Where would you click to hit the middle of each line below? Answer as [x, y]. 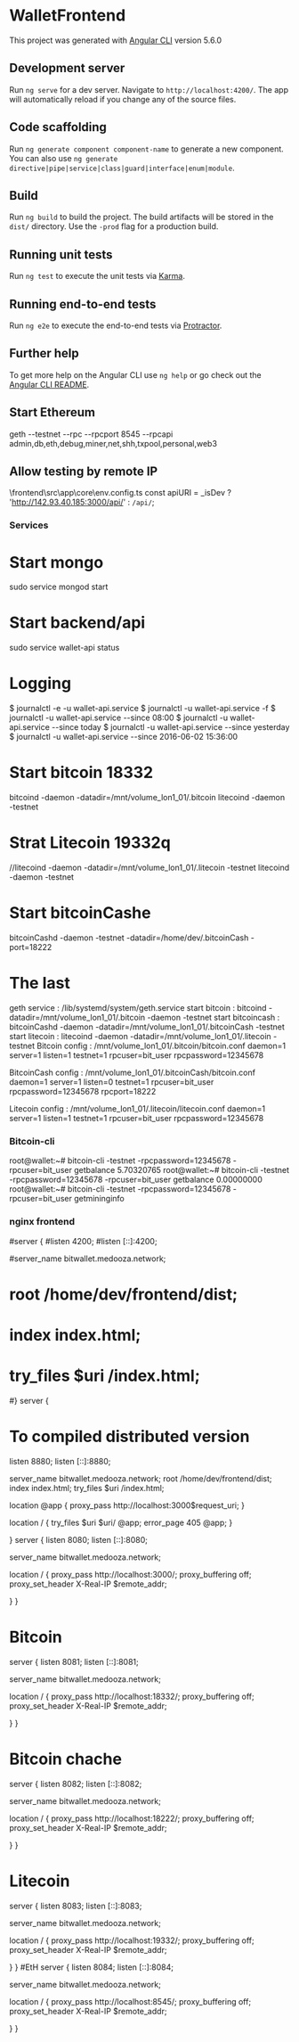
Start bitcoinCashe [80, 913]
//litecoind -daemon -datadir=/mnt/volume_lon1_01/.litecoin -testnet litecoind [149, 868]
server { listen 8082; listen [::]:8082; [76, 1784]
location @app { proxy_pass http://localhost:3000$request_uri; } [127, 1505]
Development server [67, 68]
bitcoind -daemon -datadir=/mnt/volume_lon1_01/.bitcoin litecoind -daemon [147, 798]
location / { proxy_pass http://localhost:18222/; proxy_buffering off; [132, 1818]
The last [40, 984]
